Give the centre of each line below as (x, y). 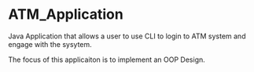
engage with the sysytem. (50, 44)
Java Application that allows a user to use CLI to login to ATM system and (127, 36)
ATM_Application (66, 14)
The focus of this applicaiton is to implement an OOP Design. (107, 59)
